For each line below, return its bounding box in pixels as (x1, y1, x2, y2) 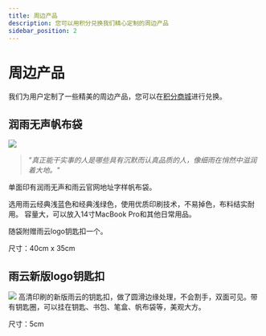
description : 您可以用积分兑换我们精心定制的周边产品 (8, 19, 170, 27)
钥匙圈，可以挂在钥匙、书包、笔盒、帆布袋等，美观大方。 (14, 302, 206, 311)
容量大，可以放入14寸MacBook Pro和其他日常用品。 (23, 209, 197, 219)
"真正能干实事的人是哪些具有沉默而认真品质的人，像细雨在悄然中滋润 (27, 156, 257, 165)
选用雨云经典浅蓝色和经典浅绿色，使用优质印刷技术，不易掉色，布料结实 (8, 200, 248, 209)
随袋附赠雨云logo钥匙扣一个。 (8, 226, 108, 237)
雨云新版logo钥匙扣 (8, 269, 105, 283)
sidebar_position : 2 (8, 26, 78, 34)
